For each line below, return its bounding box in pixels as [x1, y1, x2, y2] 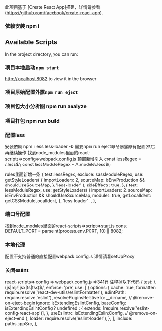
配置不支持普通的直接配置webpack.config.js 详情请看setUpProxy [5, 253, 135, 259]
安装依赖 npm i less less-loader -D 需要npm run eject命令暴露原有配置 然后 [5, 144, 155, 150]
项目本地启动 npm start [5, 64, 59, 71]
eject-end [5, 315, 25, 321]
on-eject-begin [5, 300, 36, 306]
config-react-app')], [5, 310, 45, 316]
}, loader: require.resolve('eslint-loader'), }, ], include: [25, 315, 133, 321]
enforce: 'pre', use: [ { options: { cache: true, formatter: [46, 284, 156, 290]
